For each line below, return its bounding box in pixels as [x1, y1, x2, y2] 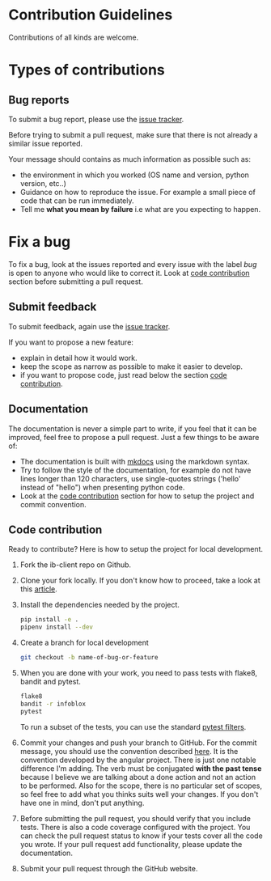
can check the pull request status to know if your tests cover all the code [19, 831, 263, 841]
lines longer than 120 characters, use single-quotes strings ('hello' [19, 473, 241, 483]
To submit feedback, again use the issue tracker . [8, 321, 171, 331]
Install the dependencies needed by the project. [19, 600, 180, 610]
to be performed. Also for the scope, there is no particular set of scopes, [19, 781, 263, 790]
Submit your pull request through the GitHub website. [19, 863, 198, 873]
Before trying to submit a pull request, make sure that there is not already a [8, 129, 258, 139]
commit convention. [19, 499, 87, 509]
